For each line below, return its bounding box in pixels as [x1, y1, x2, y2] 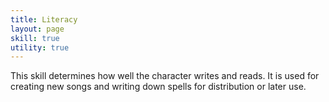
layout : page [10, 24, 65, 34]
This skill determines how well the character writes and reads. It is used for [10, 70, 320, 82]
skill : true [10, 33, 60, 43]
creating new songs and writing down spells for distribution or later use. [10, 81, 307, 93]
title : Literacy [10, 14, 78, 25]
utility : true [10, 42, 70, 53]
